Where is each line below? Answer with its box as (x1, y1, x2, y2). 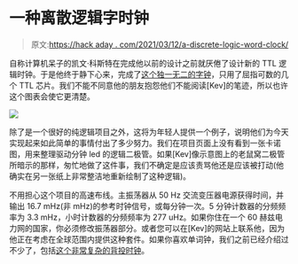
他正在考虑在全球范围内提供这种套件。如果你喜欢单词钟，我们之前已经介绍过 (9, 234, 289, 245)
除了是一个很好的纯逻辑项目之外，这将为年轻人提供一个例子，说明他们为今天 (9, 126, 289, 137)
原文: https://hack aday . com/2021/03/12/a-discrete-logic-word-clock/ (30, 39, 289, 50)
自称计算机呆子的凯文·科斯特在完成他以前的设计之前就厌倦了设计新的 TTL (9, 58, 277, 68)
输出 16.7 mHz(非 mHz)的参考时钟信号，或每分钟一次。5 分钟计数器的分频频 (9, 200, 286, 211)
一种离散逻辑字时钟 (9, 8, 150, 28)
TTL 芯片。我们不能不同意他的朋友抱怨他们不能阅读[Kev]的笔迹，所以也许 (19, 80, 288, 90)
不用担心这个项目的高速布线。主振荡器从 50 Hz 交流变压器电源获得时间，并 (9, 190, 285, 200)
